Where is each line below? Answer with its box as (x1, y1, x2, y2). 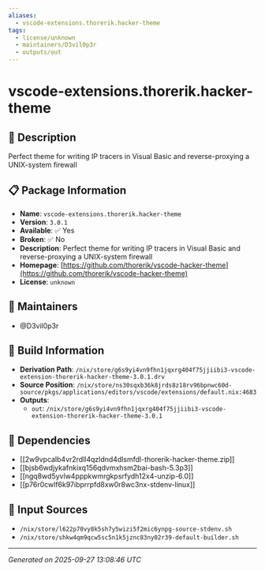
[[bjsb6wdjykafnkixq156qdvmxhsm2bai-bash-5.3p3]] (19, 463, 193, 473)
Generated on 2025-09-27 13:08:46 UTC (8, 555, 142, 565)
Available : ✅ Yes (19, 225, 75, 235)
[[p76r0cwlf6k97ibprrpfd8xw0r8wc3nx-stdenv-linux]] (19, 480, 196, 490)
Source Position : (19, 380, 75, 390)
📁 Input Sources (8, 503, 88, 516)
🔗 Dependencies (8, 433, 91, 447)
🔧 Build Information (8, 344, 105, 357)
